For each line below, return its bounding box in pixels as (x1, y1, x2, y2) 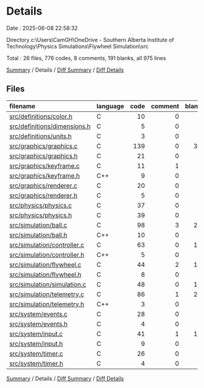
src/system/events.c (9, 310, 68, 318)
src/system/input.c (9, 330, 63, 338)
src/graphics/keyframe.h (9, 171, 80, 180)
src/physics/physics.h (9, 211, 72, 220)
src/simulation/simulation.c (9, 280, 86, 288)
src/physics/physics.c (9, 201, 72, 209)
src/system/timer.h (9, 359, 64, 367)
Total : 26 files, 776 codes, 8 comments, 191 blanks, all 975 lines (6, 54, 166, 61)
